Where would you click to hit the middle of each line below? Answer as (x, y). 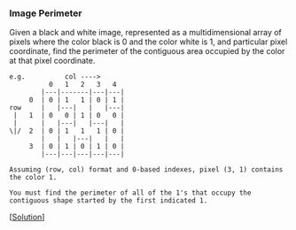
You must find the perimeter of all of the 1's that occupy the (130, 193)
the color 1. (33, 178)
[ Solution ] (27, 217)
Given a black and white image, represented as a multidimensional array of (145, 33)
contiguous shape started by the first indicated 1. (109, 201)
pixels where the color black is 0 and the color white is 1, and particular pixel (148, 42)
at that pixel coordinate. (52, 61)
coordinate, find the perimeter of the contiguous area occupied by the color (147, 51)
